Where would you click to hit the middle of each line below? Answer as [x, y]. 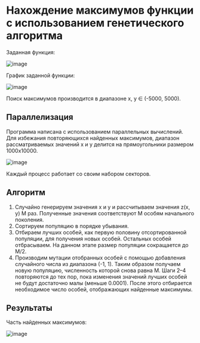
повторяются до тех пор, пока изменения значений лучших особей [101, 276]
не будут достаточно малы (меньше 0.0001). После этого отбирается [103, 283]
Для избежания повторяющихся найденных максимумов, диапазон [93, 138]
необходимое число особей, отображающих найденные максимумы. [104, 289]
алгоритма [34, 36]
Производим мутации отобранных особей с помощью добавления [100, 258]
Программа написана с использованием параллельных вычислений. [95, 131]
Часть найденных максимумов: [47, 322]
